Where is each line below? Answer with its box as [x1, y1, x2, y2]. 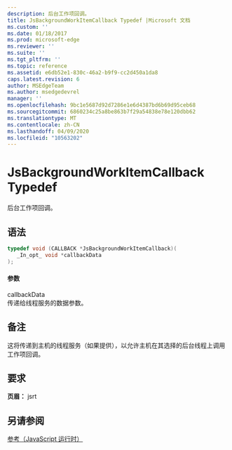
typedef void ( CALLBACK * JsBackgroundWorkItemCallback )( [7, 245, 177, 252]
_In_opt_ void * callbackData [16, 251, 102, 258]
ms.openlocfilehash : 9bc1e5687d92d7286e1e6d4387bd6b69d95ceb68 [7, 102, 196, 109]
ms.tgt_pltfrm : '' [7, 56, 61, 63]
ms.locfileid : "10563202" [7, 134, 83, 141]
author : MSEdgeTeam [7, 82, 64, 89]
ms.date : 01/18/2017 [7, 29, 68, 37]
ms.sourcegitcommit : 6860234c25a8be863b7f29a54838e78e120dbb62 [7, 108, 196, 115]
